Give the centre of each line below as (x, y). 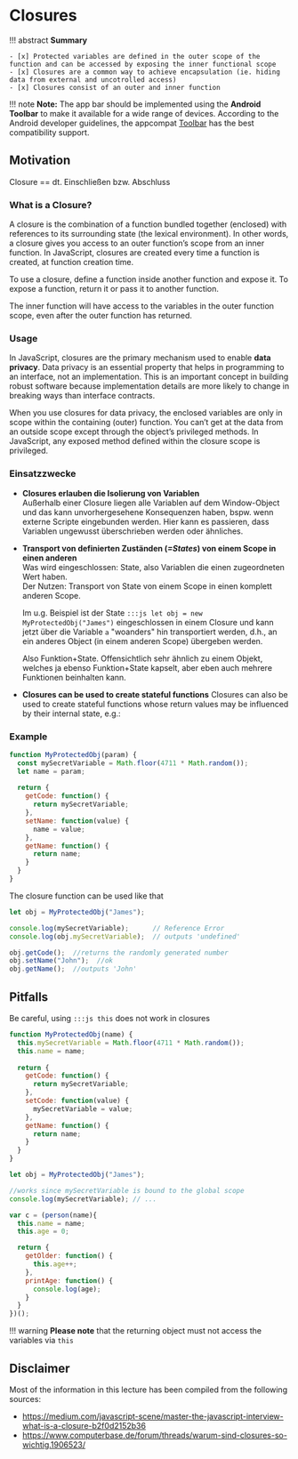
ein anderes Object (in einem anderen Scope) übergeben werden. (142, 641)
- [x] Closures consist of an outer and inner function (115, 87)
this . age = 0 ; (43, 1232)
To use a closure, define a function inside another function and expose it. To (149, 279)
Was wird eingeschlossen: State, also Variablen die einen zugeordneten (153, 567)
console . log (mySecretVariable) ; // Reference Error (117, 928)
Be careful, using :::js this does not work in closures (110, 1018)
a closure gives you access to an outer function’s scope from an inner (137, 243)
